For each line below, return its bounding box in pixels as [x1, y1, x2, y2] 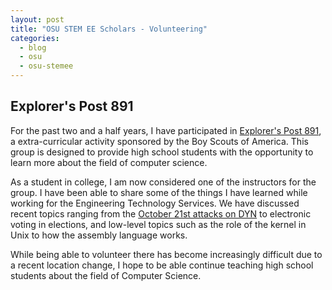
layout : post [10, 14, 65, 25]
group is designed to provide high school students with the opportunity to [10, 146, 314, 158]
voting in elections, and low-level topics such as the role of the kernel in [10, 218, 307, 230]
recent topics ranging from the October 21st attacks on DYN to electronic [10, 207, 312, 220]
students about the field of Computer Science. [10, 269, 202, 281]
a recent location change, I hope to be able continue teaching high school [10, 259, 314, 271]
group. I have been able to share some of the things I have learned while [10, 186, 308, 198]
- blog [19, 42, 47, 53]
